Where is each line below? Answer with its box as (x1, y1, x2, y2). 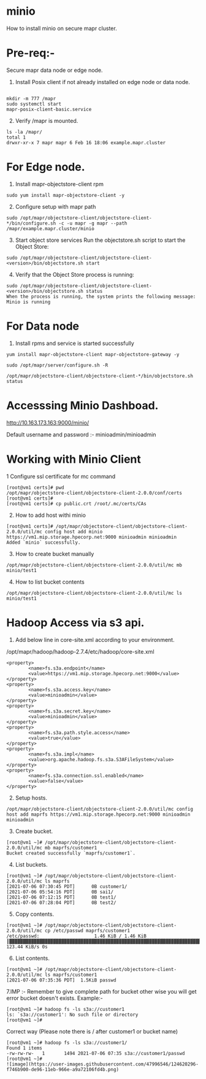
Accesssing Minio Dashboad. (6, 398, 159, 412)
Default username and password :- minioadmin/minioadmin (6, 431, 156, 438)
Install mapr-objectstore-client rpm (15, 180, 104, 188)
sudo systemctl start (6, 101, 62, 107)
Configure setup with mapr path (15, 203, 96, 210)
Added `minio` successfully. (6, 539, 81, 546)
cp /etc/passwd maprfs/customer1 (45, 927, 131, 934)
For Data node (6, 319, 80, 333)
